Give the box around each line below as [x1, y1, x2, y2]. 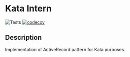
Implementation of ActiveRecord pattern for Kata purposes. [5, 46, 126, 52]
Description [5, 33, 42, 42]
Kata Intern [5, 3, 52, 14]
